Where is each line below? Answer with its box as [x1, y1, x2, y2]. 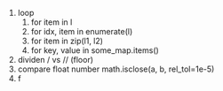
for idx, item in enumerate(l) [30, 27, 133, 36]
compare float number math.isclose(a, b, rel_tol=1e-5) [17, 64, 215, 74]
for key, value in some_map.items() [30, 45, 160, 56]
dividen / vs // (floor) [17, 55, 94, 64]
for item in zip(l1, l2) [30, 35, 104, 46]
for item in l [30, 17, 73, 27]
